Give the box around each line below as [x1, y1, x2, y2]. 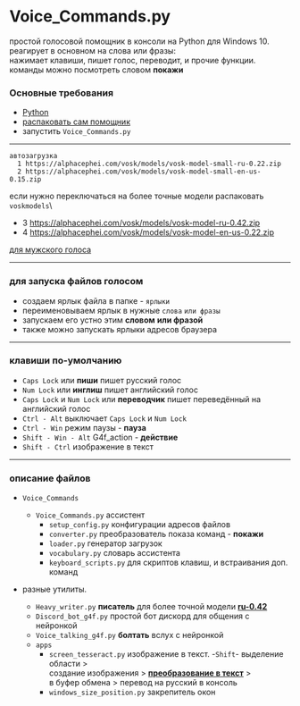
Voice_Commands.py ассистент [35, 509, 146, 520]
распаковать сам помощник [21, 116, 131, 127]
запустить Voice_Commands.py [21, 126, 131, 137]
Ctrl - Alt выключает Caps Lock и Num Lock [21, 413, 187, 424]
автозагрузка [9, 152, 58, 161]
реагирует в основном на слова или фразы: [9, 45, 177, 55]
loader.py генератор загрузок [48, 538, 162, 549]
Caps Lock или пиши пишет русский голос [21, 374, 182, 385]
